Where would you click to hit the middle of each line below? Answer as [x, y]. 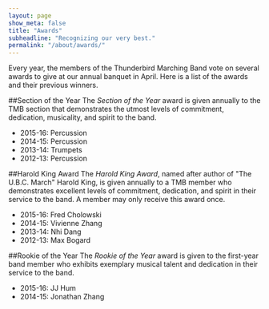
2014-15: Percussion [54, 141]
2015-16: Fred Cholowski [60, 215]
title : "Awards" [35, 30]
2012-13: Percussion [54, 158]
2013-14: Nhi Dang [50, 232]
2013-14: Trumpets [51, 150]
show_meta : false [37, 23]
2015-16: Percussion [54, 133]
